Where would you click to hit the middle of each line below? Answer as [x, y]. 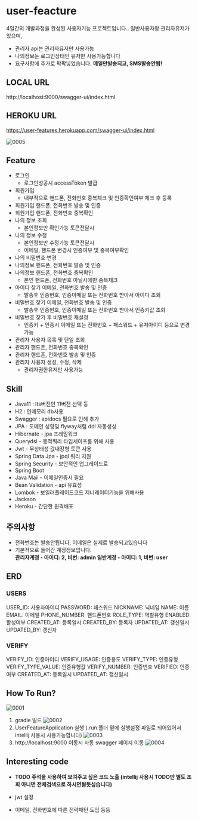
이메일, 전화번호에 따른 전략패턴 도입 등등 [63, 809]
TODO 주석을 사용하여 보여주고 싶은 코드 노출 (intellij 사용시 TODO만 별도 [100, 777]
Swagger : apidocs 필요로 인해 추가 [57, 419]
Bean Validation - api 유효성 [48, 485]
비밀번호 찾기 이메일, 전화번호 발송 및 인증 [63, 302]
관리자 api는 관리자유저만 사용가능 [54, 48]
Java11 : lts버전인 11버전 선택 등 [51, 404]
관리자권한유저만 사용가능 [53, 370]
